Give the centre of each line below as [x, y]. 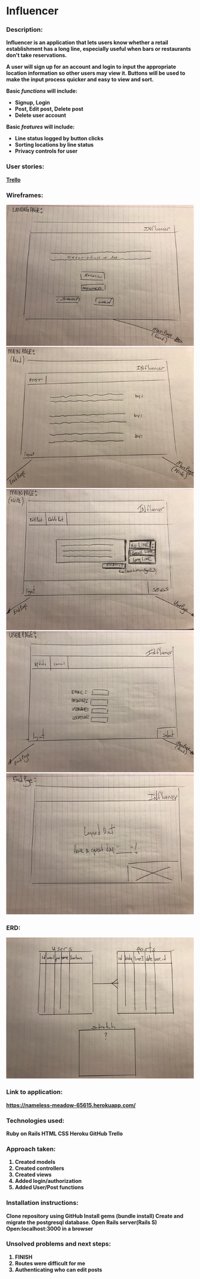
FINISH [24, 1257]
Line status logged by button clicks [59, 138]
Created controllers [39, 1169]
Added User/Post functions [49, 1187]
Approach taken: [31, 1149]
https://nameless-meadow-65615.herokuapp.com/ [71, 1105]
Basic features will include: [40, 127]
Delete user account [40, 115]
